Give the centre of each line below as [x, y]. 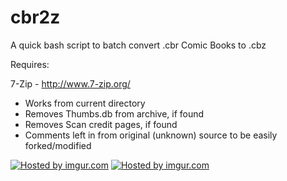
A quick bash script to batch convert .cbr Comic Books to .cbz [138, 45]
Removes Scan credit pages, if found [101, 124]
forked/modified [58, 145]
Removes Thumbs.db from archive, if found [114, 113]
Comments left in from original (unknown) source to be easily [151, 135]
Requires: [30, 64]
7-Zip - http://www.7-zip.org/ [70, 83]
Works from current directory [85, 103]
